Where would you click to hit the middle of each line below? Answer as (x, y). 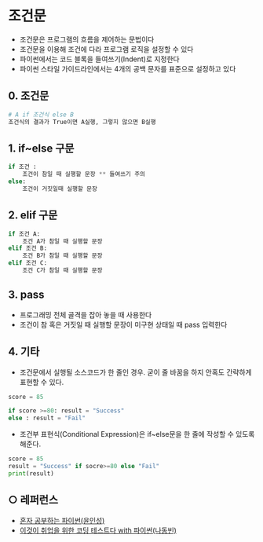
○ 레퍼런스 (33, 500)
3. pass (26, 295)
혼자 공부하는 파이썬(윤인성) (62, 520)
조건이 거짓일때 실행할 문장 (60, 189)
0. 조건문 (29, 96)
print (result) (31, 473)
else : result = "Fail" (47, 418)
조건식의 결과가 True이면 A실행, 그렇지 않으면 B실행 (82, 122)
